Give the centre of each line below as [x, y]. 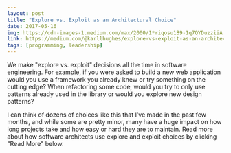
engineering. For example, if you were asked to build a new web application [114, 72]
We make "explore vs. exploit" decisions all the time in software [97, 65]
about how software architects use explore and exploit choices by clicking [112, 137]
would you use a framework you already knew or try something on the [107, 79]
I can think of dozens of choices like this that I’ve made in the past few [107, 115]
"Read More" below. [35, 144]
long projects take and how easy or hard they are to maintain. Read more [110, 129]
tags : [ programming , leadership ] [55, 45]
